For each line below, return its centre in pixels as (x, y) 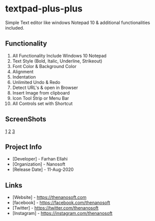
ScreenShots (26, 119)
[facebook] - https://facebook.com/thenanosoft (61, 202)
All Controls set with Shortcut (42, 103)
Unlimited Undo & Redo (36, 82)
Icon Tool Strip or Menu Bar (41, 98)
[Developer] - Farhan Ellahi (40, 159)
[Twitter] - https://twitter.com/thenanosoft (55, 208)
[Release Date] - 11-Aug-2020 (43, 169)
